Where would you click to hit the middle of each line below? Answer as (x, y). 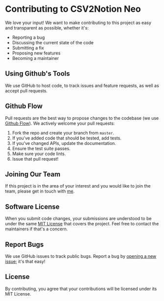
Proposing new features (36, 53)
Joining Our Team (33, 174)
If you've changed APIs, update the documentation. (64, 143)
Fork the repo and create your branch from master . (63, 133)
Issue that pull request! (35, 159)
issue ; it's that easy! (25, 261)
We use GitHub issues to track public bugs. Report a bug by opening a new (81, 256)
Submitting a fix (28, 48)
